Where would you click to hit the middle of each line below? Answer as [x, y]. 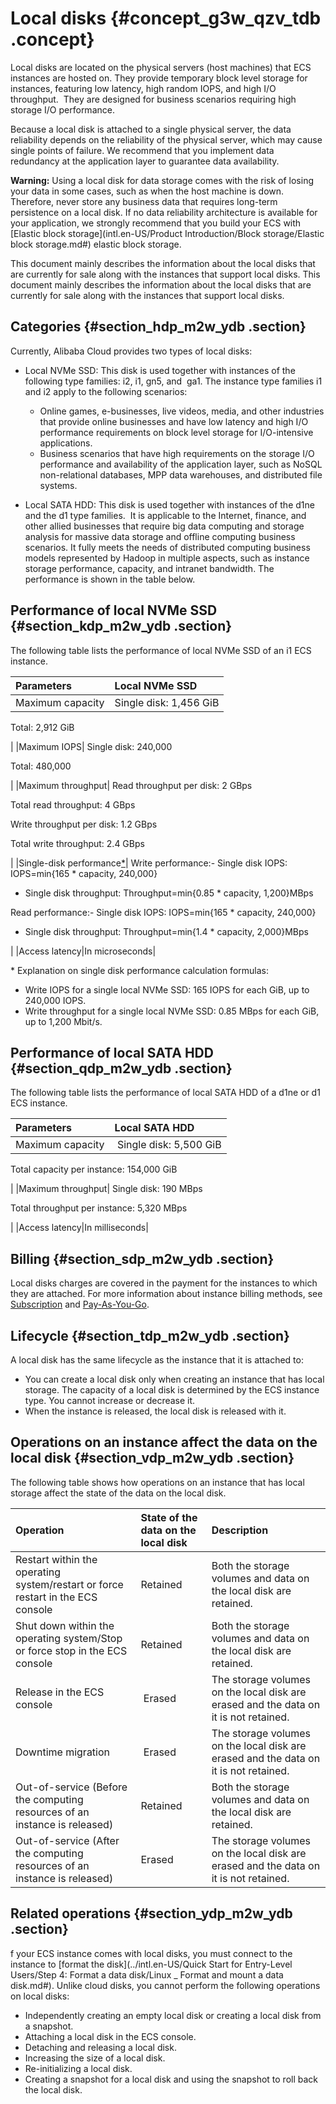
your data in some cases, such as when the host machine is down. [147, 191]
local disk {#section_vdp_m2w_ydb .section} [152, 1458]
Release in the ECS [60, 1692]
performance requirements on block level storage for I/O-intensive [176, 432]
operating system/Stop [69, 1638]
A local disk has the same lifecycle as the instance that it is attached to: [157, 1360]
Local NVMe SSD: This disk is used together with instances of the [160, 370]
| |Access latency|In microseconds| [83, 951]
